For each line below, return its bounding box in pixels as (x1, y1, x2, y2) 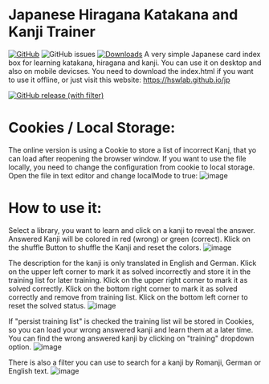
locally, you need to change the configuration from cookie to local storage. (8, 162, 255, 172)
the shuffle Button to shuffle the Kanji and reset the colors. (8, 243, 202, 252)
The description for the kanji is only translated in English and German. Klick (8, 258, 257, 268)
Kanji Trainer (8, 22, 96, 41)
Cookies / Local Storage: (8, 119, 176, 137)
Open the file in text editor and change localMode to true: (8, 170, 198, 180)
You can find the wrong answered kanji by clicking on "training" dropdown (8, 333, 255, 343)
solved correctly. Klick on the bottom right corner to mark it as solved (8, 284, 238, 293)
